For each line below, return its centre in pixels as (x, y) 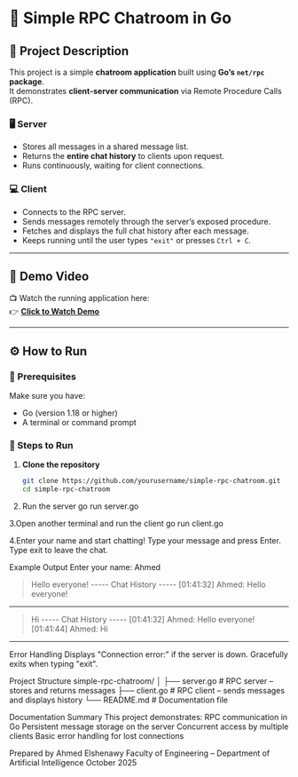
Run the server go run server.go (80, 506)
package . (27, 82)
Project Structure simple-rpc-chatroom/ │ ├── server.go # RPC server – (141, 681)
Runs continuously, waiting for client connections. (113, 166)
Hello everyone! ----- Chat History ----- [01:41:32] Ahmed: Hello (148, 584)
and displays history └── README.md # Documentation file (119, 700)
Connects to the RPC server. (74, 211)
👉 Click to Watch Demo (55, 312)
